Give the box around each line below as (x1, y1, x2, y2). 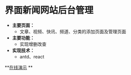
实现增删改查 (19, 41, 47, 47)
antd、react (19, 53, 45, 59)
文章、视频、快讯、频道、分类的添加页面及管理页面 (19, 28, 126, 34)
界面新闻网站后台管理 (5, 5, 94, 16)
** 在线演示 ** (5, 64, 33, 70)
